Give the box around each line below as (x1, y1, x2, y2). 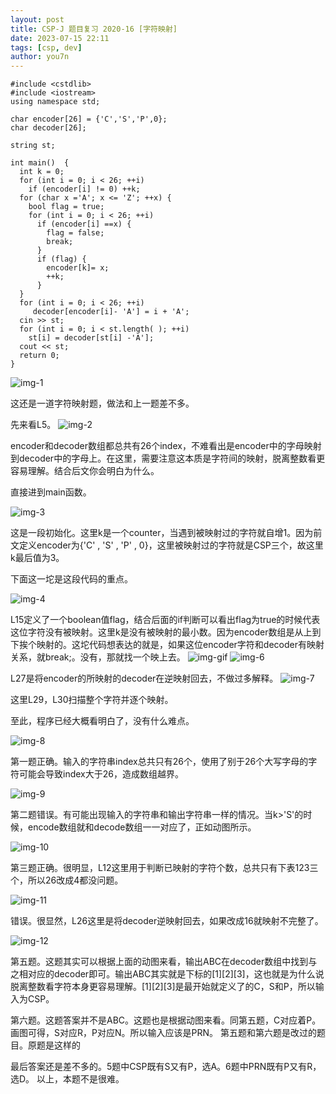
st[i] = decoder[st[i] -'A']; (28, 333, 155, 343)
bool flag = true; (28, 202, 105, 212)
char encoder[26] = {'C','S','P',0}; (10, 114, 168, 125)
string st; (10, 141, 56, 151)
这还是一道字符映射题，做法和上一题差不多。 (10, 397, 195, 410)
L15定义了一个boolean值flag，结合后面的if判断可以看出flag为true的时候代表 (10, 614, 321, 626)
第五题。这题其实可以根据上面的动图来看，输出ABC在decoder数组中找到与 (10, 956, 318, 968)
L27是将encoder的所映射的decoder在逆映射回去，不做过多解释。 (10, 672, 279, 685)
